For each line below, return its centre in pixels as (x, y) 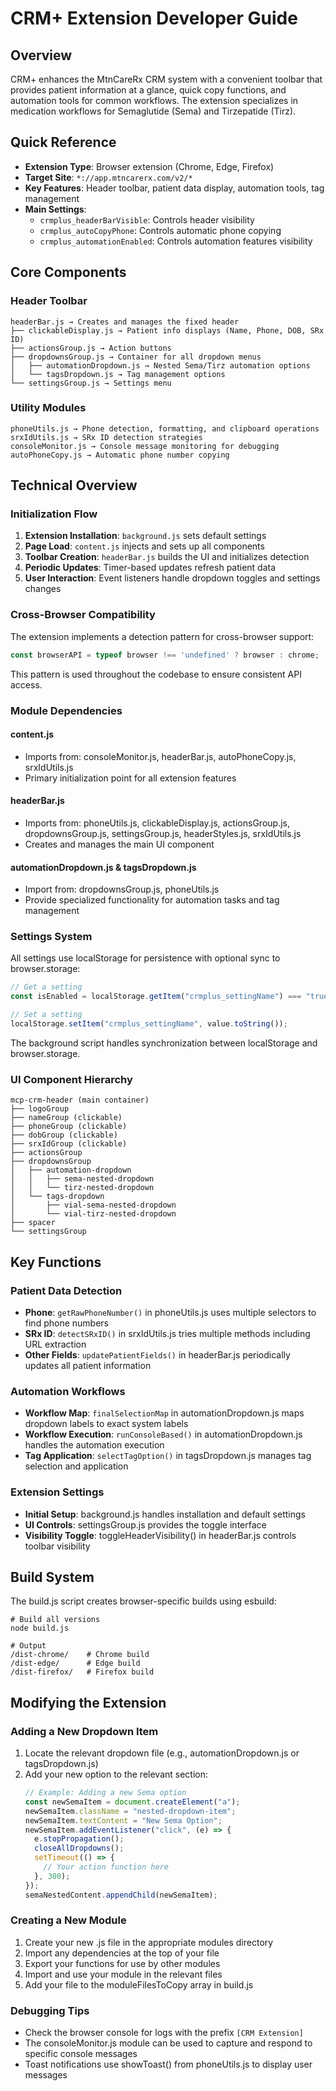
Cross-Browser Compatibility (83, 615)
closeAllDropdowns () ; (79, 1848)
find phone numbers (66, 1323)
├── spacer (33, 1223)
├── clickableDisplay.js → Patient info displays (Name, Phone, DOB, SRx (167, 330)
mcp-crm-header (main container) (80, 1100)
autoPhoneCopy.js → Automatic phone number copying (120, 455)
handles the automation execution (94, 1445)
